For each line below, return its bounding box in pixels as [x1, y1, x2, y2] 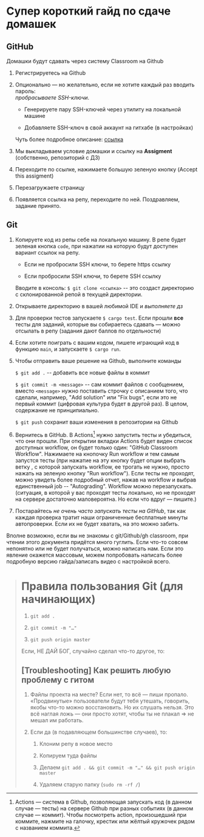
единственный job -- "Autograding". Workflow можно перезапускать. [15, 483, 193, 490]
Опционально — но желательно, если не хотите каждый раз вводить [15, 81, 195, 88]
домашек [6, 17, 56, 31]
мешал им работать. [30, 717, 84, 724]
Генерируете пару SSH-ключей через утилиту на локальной [24, 106, 181, 113]
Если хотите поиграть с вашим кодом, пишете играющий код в [15, 339, 180, 346]
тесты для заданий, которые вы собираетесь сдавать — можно [15, 320, 181, 328]
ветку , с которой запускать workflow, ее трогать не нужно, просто [15, 463, 190, 470]
